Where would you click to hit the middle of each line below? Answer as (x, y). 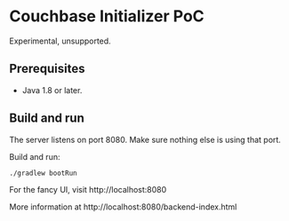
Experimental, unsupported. (60, 41)
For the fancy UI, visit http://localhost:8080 (88, 189)
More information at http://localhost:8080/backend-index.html (123, 207)
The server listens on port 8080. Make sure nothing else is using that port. (145, 139)
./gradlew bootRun (43, 173)
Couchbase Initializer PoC (107, 16)
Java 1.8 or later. (52, 90)
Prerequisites (47, 69)
